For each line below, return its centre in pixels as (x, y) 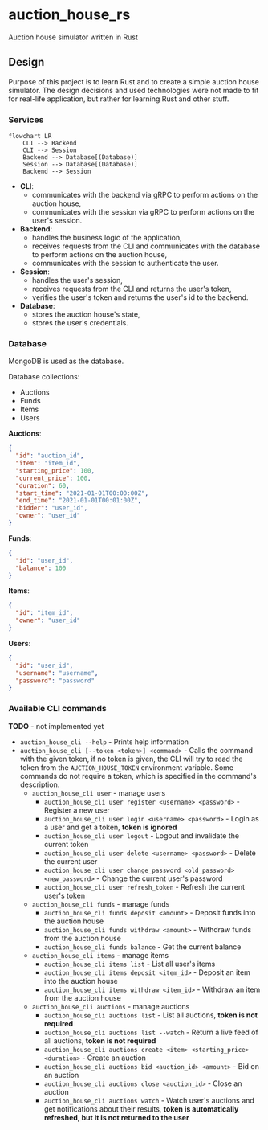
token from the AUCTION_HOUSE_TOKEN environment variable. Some (127, 767)
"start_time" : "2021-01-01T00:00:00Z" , (82, 493)
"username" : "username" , (57, 673)
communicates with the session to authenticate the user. (125, 264)
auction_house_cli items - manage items (100, 955)
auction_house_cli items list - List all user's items (130, 964)
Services (26, 120)
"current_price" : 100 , (53, 478)
